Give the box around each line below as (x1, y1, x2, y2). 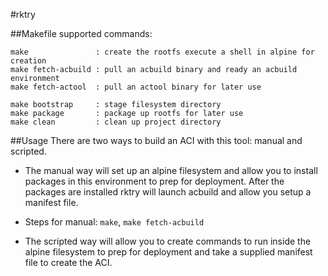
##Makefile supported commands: (10, 28, 153, 39)
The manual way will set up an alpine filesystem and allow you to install (24, 165, 318, 176)
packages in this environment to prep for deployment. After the (24, 175, 285, 187)
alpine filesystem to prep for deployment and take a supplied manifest (24, 246, 313, 258)
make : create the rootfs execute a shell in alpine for (10, 47, 315, 57)
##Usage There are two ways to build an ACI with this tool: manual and (10, 135, 303, 146)
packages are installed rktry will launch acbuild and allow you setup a (24, 186, 312, 198)
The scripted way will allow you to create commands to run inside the (24, 235, 312, 247)
